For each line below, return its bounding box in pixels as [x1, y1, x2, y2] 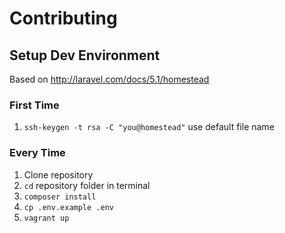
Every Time [9, 146, 66, 160]
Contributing [9, 7, 118, 30]
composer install [23, 192, 97, 202]
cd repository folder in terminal [23, 179, 151, 191]
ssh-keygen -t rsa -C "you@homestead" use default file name [23, 121, 275, 133]
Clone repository [23, 168, 94, 181]
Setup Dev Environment [9, 47, 161, 64]
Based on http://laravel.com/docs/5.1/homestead [9, 73, 210, 85]
